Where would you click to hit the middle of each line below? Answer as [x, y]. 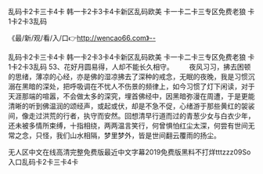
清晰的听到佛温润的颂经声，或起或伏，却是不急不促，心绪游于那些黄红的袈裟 [131, 106]
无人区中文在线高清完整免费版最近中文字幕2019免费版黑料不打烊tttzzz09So [130, 152]
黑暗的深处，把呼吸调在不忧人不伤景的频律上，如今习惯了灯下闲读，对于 [138, 86]
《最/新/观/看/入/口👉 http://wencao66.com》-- [82, 38]
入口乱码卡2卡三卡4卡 [43, 162]
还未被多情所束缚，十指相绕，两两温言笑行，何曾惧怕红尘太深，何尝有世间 [128, 125]
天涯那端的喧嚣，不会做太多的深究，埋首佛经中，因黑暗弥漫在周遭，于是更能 [131, 96]
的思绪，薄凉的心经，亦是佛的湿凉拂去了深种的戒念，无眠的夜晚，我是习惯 [128, 76]
